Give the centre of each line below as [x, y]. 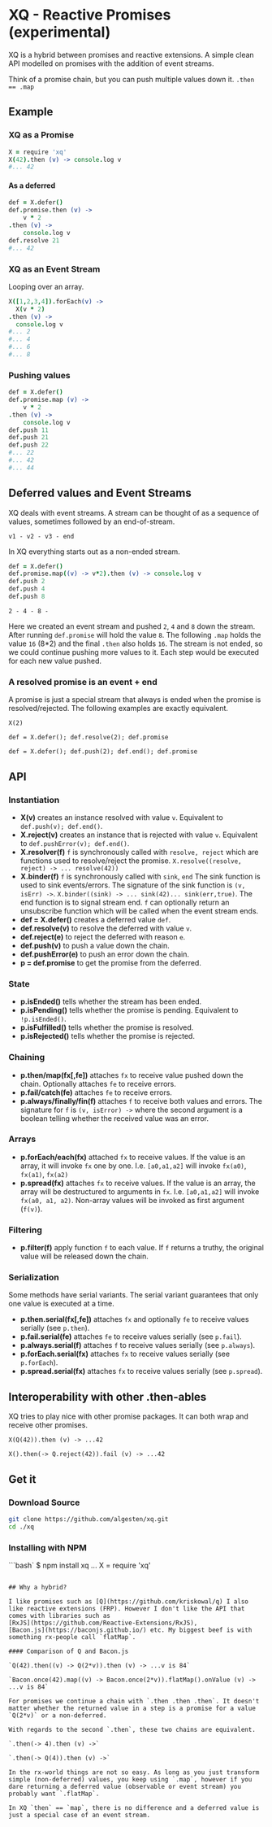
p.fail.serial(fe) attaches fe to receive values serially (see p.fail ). [131, 1336]
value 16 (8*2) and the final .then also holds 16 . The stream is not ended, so [136, 643]
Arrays [22, 1139]
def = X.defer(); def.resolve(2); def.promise [89, 738]
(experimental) [60, 32]
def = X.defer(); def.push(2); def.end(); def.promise [103, 752]
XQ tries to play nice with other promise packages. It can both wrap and [129, 1416]
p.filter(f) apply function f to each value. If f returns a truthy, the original [142, 1248]
